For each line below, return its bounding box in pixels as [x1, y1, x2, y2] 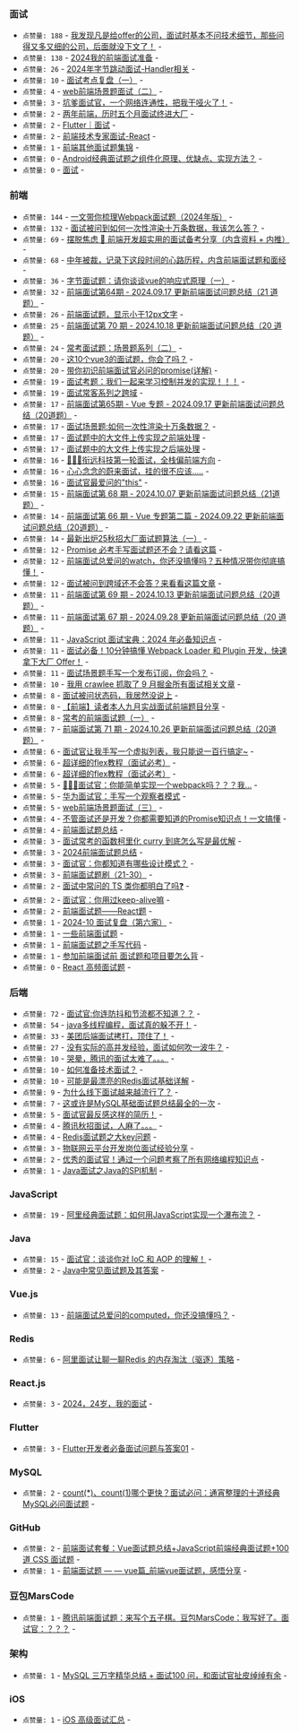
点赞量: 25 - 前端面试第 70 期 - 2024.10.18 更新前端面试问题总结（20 [21, 320, 272, 331]
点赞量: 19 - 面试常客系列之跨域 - [21, 387, 143, 398]
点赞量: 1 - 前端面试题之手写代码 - [21, 939, 148, 949]
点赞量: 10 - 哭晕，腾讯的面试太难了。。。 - [21, 1053, 175, 1063]
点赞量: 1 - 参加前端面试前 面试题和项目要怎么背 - [21, 950, 204, 961]
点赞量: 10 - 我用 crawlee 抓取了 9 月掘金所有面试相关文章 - [21, 679, 242, 689]
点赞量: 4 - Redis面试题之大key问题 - [21, 1131, 158, 1142]
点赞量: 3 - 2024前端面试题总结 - [21, 846, 143, 857]
